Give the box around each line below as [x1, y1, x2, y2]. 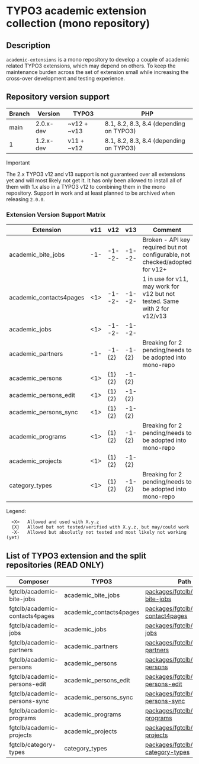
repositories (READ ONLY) [6, 560, 104, 570]
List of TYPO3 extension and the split [6, 550, 146, 560]
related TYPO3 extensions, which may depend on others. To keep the [6, 62, 176, 69]
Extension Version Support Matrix [6, 210, 106, 218]
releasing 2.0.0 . [6, 195, 46, 202]
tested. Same [142, 297, 179, 305]
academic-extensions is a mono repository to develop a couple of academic [6, 56, 190, 63]
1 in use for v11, [142, 275, 188, 283]
